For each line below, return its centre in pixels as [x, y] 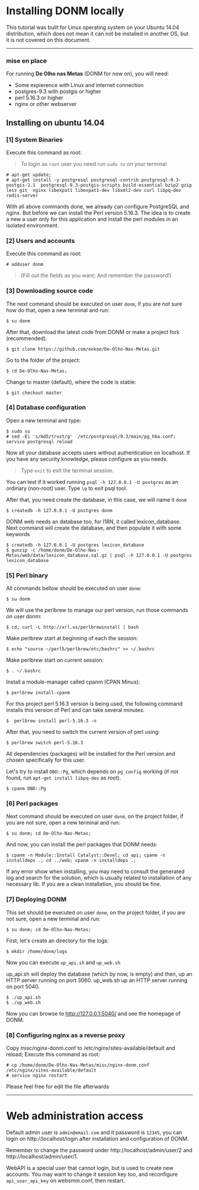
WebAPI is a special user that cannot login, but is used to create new [90, 1167]
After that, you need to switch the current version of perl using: [83, 732]
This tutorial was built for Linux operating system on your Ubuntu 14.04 [93, 27]
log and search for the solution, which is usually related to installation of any [99, 878]
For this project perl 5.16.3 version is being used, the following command [94, 704]
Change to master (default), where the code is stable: [71, 382]
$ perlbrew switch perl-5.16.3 [45, 743]
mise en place [27, 60]
